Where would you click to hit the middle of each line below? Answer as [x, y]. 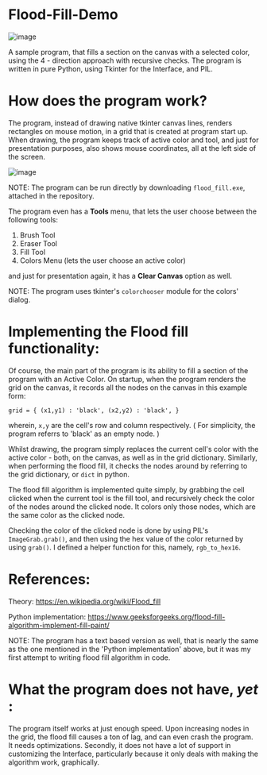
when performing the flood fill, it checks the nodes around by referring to [128, 465]
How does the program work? [108, 101]
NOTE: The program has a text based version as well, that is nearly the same [133, 640]
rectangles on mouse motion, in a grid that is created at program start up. [128, 131]
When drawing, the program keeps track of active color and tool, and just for [133, 140]
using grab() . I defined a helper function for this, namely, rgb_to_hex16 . [124, 547]
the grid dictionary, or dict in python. [69, 474]
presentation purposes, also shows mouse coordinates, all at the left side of [132, 148]
